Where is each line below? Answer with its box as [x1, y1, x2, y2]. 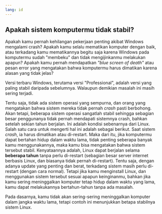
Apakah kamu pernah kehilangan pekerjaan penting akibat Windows [5, 39, 144, 45]
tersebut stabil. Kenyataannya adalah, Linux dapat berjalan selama [5, 147, 140, 154]
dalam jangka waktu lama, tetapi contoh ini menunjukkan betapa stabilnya [5, 199, 156, 205]
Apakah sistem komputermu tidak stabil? [5, 26, 134, 34]
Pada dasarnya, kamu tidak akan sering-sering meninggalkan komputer [5, 194, 151, 200]
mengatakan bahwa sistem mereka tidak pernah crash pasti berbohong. [5, 105, 152, 111]
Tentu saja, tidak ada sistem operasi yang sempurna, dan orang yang [5, 100, 146, 106]
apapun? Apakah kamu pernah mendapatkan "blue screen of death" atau [5, 60, 154, 66]
